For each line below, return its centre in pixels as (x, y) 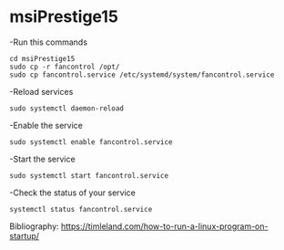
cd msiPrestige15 (42, 58)
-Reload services (41, 91)
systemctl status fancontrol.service (81, 209)
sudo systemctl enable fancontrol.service (91, 142)
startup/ (24, 235)
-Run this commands (49, 42)
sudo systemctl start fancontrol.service (89, 175)
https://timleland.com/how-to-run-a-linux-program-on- (164, 226)
